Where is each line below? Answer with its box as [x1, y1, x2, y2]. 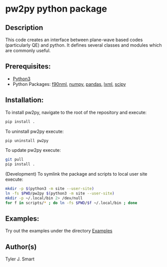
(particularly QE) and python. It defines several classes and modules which [5, 42, 162, 48]
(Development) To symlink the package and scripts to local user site [5, 171, 148, 177]
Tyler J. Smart [5, 256, 35, 262]
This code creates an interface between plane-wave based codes [5, 37, 143, 43]
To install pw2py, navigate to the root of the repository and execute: [5, 109, 147, 115]
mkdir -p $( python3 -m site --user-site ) [5, 186, 94, 191]
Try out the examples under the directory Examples [5, 228, 113, 234]
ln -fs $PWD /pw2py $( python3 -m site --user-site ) [5, 191, 115, 196]
